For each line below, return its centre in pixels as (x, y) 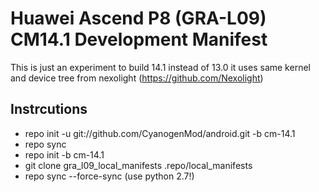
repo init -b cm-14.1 (64, 154)
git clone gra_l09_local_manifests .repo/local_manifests (138, 165)
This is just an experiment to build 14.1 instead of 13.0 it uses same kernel (160, 67)
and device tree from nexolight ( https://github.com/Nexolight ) (137, 78)
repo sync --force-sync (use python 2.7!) (109, 176)
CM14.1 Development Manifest (139, 39)
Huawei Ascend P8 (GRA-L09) (138, 18)
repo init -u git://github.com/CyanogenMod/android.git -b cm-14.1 (160, 133)
